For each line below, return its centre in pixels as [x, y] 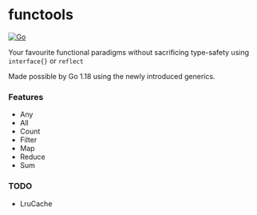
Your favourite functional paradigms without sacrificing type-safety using [129, 52]
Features [26, 97]
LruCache [36, 203]
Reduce [32, 157]
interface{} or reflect [46, 61]
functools [41, 15]
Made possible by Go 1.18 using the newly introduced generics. [112, 76]
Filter [28, 140]
